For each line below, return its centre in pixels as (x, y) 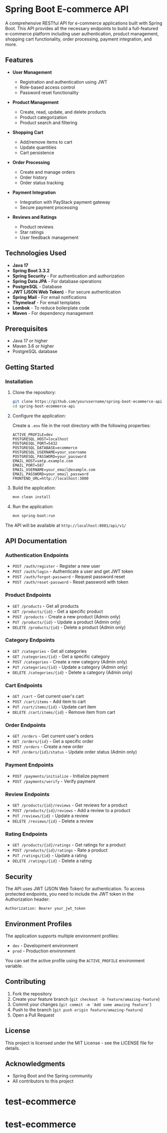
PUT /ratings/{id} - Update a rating (50, 856)
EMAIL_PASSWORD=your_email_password (50, 474)
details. (13, 1048)
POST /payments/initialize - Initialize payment (61, 776)
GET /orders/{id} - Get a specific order (53, 741)
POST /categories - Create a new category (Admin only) (70, 661)
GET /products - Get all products (45, 606)
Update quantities (38, 147)
